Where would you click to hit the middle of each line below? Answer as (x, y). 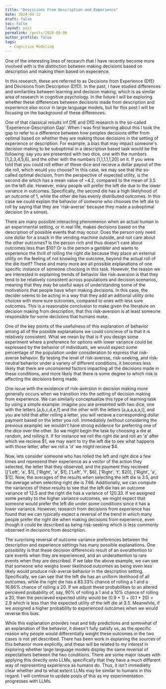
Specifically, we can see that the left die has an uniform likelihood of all (77, 576)
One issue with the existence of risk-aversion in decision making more (77, 388)
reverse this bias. (23, 613)
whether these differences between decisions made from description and (80, 102)
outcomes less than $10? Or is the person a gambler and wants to (72, 248)
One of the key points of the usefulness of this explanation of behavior (77, 326)
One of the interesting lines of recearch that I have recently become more (80, 61)
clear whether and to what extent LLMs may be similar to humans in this (78, 670)
